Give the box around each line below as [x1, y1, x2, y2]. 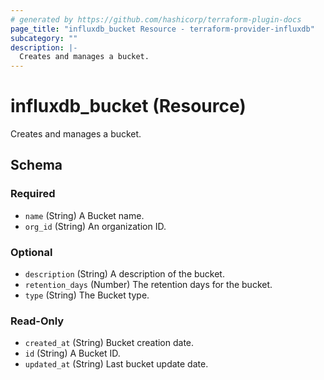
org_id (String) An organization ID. [24, 220, 167, 232]
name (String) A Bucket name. [24, 209, 145, 221]
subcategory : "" [10, 33, 78, 43]
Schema [10, 157, 63, 174]
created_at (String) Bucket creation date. [24, 337, 195, 349]
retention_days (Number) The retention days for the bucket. [24, 279, 273, 291]
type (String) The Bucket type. [24, 289, 150, 301]
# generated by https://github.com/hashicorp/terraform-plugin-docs [10, 14, 302, 25]
